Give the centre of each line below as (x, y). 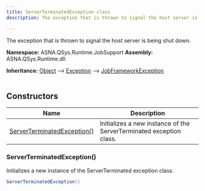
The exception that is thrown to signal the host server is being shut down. (99, 40)
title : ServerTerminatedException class (59, 12)
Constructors (32, 96)
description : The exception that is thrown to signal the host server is (102, 18)
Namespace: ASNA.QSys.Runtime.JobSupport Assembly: (80, 52)
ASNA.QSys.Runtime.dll (36, 59)
